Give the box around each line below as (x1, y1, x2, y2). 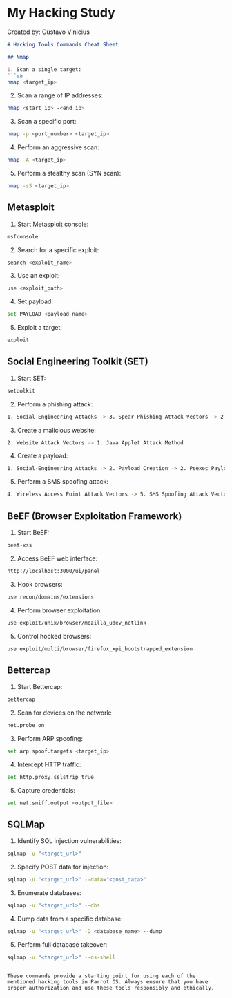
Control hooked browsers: (17, 632, 92, 640)
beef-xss (7, 542, 32, 549)
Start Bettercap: (17, 683, 63, 691)
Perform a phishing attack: (17, 399, 93, 408)
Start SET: (17, 374, 46, 382)
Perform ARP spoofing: (17, 734, 83, 742)
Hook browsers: (17, 580, 64, 588)
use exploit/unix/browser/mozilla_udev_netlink (7, 619, 147, 626)
